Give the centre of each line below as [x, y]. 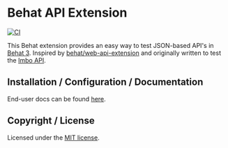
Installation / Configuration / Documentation [105, 82]
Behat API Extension [67, 13]
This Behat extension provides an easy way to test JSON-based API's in [111, 45]
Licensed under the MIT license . [53, 138]
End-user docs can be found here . [56, 99]
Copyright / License [51, 121]
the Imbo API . [27, 60]
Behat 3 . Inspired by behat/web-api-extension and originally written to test [114, 53]
